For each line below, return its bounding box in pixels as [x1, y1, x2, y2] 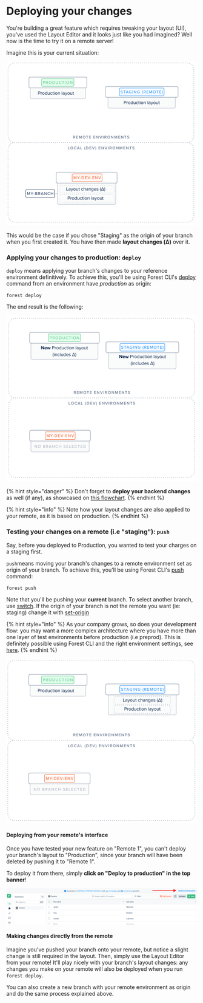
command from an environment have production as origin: [6, 280, 151, 287]
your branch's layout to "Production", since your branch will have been [6, 852, 183, 858]
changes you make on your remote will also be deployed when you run [6, 965, 183, 973]
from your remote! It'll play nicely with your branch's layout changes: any [6, 959, 188, 966]
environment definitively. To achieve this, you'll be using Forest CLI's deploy [6, 273, 196, 281]
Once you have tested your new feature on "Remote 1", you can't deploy [6, 845, 187, 852]
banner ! [6, 876, 27, 883]
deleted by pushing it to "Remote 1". [6, 858, 96, 865]
